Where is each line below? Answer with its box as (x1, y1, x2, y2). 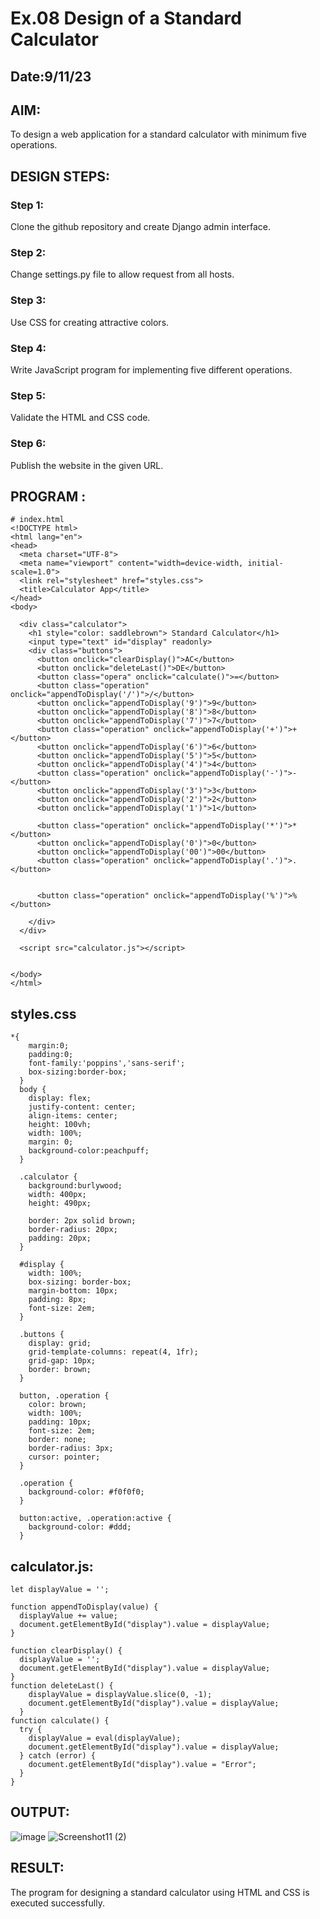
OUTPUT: (10, 1804, 70, 1821)
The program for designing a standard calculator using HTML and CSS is (10, 1886, 310, 1898)
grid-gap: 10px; (28, 1356, 97, 1366)
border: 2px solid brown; (28, 1216, 137, 1226)
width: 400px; (28, 1190, 87, 1200)
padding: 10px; (28, 1417, 92, 1427)
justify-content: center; (28, 1102, 137, 1112)
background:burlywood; (28, 1181, 123, 1191)
